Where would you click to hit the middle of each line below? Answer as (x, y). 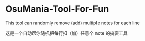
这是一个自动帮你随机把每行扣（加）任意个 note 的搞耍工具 (66, 33)
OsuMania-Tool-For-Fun (57, 9)
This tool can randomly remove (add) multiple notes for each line (72, 23)
